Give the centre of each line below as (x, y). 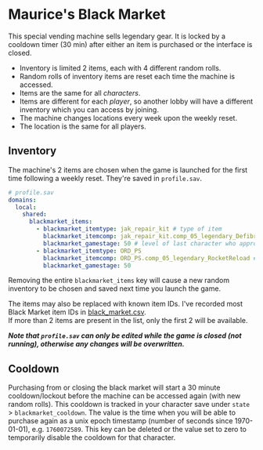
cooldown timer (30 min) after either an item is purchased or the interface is (130, 44)
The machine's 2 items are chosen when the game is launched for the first (128, 169)
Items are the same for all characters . (80, 93)
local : (26, 207)
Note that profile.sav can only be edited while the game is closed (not (125, 336)
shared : (34, 214)
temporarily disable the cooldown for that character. (92, 437)
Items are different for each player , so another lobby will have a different (136, 101)
